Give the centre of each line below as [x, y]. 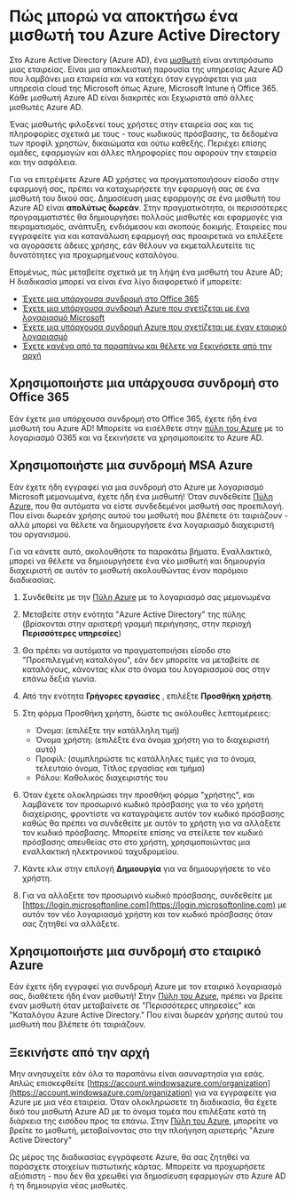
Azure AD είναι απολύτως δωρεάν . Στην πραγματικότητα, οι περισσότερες [148, 207]
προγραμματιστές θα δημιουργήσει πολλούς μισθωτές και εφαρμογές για [146, 217]
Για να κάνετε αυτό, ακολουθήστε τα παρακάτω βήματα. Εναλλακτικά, [141, 551]
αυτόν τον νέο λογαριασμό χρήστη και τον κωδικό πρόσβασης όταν [147, 914]
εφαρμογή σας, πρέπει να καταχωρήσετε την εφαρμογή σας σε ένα [134, 188]
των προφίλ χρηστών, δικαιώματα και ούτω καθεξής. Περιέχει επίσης [138, 143]
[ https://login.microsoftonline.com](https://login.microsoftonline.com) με [154, 905]
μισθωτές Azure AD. [46, 107]
